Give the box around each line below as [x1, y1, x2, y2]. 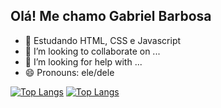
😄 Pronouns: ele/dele [24, 66, 115, 78]
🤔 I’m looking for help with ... [24, 55, 143, 68]
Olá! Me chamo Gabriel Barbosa [10, 8, 212, 25]
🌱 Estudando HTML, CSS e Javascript [24, 34, 182, 46]
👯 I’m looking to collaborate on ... [24, 45, 161, 57]
